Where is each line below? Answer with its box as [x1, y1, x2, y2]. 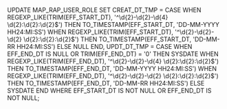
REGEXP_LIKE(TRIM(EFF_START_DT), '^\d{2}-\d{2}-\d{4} [7, 13, 169, 21]
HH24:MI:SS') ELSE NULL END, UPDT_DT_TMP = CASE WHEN [16, 43, 193, 50]
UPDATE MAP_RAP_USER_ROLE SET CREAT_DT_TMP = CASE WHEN [7, 6, 202, 14]
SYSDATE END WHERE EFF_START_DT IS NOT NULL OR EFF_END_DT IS [7, 86, 212, 95]
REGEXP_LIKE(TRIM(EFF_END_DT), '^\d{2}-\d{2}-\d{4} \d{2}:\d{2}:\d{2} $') [7, 57, 219, 65]
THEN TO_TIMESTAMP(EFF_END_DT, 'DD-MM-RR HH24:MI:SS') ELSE [7, 79, 205, 87]
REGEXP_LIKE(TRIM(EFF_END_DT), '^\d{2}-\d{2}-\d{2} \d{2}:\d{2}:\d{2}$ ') [7, 72, 219, 80]
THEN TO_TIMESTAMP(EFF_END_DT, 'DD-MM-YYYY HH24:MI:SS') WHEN [7, 65, 217, 72]
